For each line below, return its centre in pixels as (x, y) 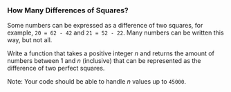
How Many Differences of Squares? (68, 10)
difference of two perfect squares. (56, 68)
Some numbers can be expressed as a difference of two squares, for (105, 26)
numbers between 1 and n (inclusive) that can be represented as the (104, 61)
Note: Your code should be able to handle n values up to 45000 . (97, 82)
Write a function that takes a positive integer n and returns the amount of (111, 53)
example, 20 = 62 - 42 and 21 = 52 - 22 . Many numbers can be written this (115, 33)
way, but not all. (30, 40)
